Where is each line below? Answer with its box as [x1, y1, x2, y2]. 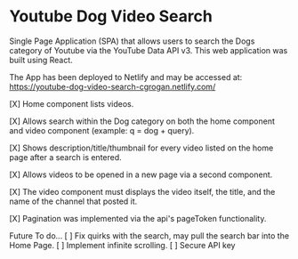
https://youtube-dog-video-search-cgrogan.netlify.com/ [9, 81, 216, 92]
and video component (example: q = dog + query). [9, 125, 195, 135]
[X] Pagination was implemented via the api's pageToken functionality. [9, 213, 267, 223]
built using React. [9, 54, 73, 65]
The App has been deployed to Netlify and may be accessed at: [9, 71, 243, 82]
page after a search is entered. [9, 151, 122, 162]
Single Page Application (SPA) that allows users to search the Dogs [9, 36, 255, 46]
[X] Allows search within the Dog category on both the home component [9, 116, 276, 126]
